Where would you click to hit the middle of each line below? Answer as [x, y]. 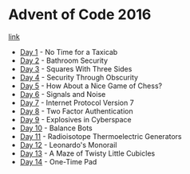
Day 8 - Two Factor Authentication [76, 111]
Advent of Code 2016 [80, 15]
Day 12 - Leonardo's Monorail [68, 145]
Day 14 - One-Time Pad [58, 161]
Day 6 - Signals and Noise [63, 94]
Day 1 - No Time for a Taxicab [69, 52]
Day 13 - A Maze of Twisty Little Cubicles [87, 153]
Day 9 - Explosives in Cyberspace [75, 119]
